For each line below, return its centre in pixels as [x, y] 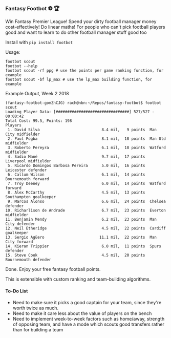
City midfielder [23, 134]
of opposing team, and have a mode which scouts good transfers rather [89, 324]
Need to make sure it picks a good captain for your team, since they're [87, 302]
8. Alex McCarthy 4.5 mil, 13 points [76, 193]
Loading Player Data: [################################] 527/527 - [80, 112]
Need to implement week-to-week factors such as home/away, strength [89, 319]
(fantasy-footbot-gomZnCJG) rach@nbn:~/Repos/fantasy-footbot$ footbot [83, 103]
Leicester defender [26, 170]
